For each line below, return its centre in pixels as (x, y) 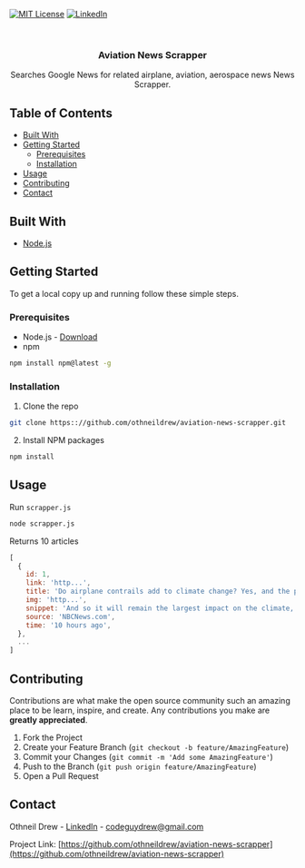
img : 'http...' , (57, 600)
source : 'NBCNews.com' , (71, 616)
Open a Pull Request (61, 775)
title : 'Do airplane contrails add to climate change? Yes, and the (158, 592)
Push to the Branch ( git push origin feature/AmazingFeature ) (139, 766)
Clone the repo (50, 406)
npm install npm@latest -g (60, 363)
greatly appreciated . (49, 720)
